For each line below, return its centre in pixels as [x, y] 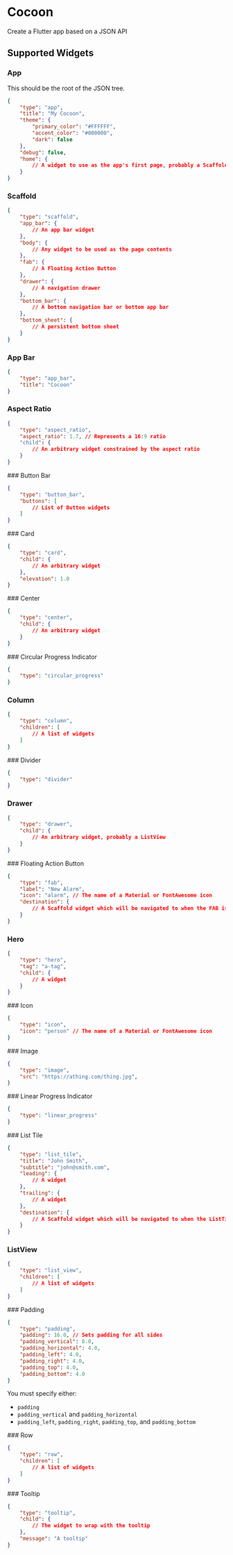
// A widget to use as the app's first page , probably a [116, 165]
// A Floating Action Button [74, 269]
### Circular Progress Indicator [52, 656]
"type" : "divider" [46, 779]
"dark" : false [52, 140]
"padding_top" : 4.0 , [49, 1367]
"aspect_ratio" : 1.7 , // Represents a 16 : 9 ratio [93, 436]
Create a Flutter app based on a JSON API [67, 31]
